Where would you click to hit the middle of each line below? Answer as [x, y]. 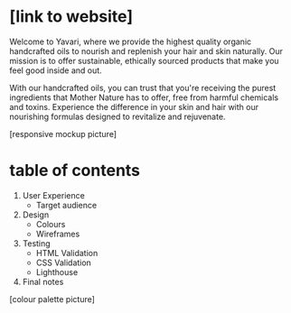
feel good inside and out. [56, 70]
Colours [51, 224]
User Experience [54, 195]
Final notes [43, 281]
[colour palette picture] [52, 299]
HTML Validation [67, 253]
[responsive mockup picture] [63, 133]
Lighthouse [57, 272]
